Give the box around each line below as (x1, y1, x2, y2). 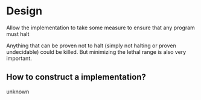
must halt (6, 30, 30, 37)
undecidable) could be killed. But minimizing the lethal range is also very (6, 48, 187, 55)
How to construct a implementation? (6, 72, 147, 82)
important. (6, 54, 32, 62)
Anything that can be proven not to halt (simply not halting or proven (6, 42, 176, 49)
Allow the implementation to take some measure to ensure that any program (6, 24, 195, 31)
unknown (6, 88, 30, 95)
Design (6, 4, 43, 18)
